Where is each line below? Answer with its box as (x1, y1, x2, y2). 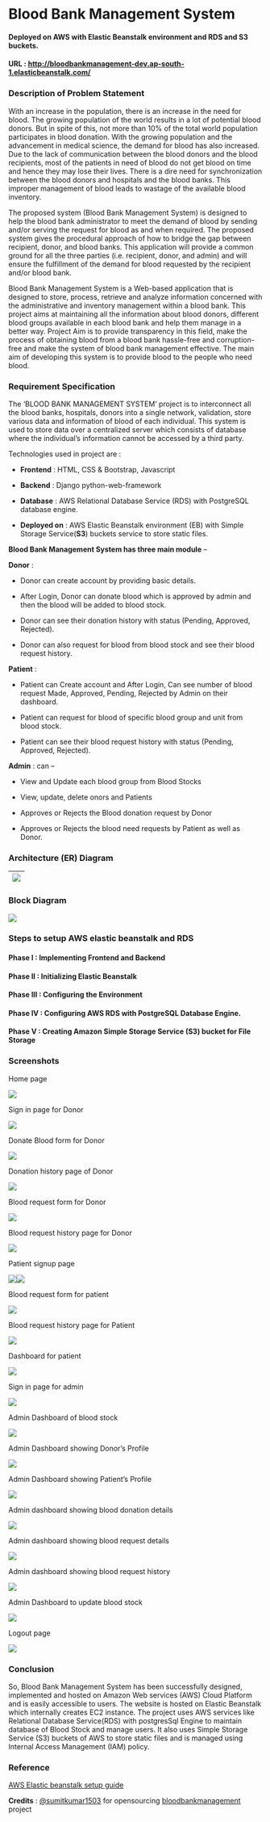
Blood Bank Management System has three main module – (8, 544, 208, 554)
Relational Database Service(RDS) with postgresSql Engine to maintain (8, 1716, 243, 1726)
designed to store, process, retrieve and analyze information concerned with (8, 292, 263, 301)
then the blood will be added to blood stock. (19, 599, 167, 610)
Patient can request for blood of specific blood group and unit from (19, 712, 243, 722)
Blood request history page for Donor (8, 1228, 133, 1237)
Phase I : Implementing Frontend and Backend (8, 953, 166, 963)
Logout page (8, 1628, 51, 1638)
